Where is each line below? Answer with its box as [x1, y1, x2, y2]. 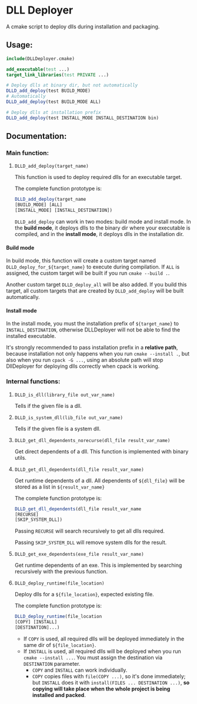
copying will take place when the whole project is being [32, 685, 171, 692]
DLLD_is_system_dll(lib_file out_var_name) [14, 414, 123, 421]
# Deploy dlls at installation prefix [6, 109, 101, 115]
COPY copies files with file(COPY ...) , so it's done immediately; [32, 672, 186, 680]
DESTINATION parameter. [23, 660, 81, 667]
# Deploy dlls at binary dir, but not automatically [6, 82, 138, 88]
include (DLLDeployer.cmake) [6, 55, 75, 62]
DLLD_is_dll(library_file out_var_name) [14, 392, 115, 398]
